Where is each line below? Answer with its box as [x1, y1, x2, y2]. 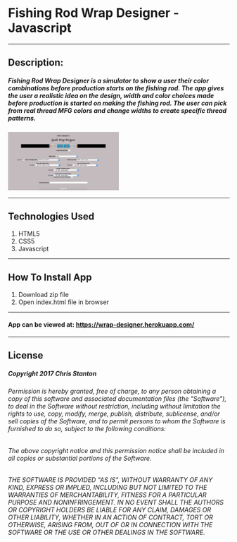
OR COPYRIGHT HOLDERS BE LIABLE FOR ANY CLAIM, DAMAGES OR [8, 506, 212, 514]
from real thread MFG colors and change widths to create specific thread [8, 106, 227, 114]
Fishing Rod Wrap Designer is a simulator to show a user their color [8, 76, 210, 85]
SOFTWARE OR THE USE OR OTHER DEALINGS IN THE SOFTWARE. [8, 528, 205, 537]
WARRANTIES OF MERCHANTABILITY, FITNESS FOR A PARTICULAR [8, 490, 207, 499]
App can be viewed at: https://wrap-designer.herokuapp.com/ [8, 320, 195, 329]
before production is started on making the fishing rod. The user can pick [8, 99, 227, 107]
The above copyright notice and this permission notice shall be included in [8, 446, 224, 454]
